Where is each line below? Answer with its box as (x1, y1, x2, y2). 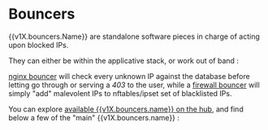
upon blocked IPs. (8, 40, 69, 49)
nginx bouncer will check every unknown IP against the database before (8, 71, 250, 81)
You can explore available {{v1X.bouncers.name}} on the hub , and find (8, 104, 244, 114)
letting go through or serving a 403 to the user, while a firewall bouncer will (8, 80, 260, 90)
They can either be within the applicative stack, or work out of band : (8, 56, 240, 65)
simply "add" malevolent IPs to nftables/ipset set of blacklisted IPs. (8, 88, 232, 98)
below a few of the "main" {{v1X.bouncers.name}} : (8, 112, 180, 122)
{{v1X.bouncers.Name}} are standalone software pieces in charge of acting (8, 31, 260, 41)
